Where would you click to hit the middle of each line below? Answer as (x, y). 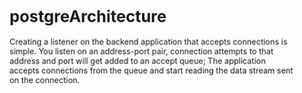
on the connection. (45, 79)
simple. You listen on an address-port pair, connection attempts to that (141, 51)
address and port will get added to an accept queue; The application (138, 60)
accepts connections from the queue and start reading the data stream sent (151, 70)
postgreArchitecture (88, 17)
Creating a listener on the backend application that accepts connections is (149, 42)
